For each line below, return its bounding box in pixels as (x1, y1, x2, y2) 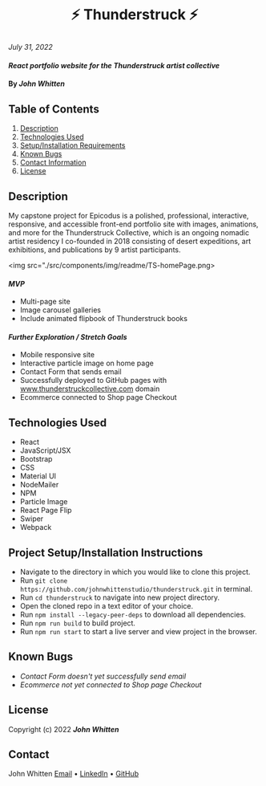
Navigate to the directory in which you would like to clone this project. (19, 567, 251, 577)
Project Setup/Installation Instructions (8, 546, 204, 560)
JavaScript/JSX (19, 446, 71, 455)
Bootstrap (19, 454, 53, 464)
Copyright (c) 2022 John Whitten (8, 724, 119, 734)
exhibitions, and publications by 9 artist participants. (8, 245, 182, 255)
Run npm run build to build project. (19, 618, 136, 628)
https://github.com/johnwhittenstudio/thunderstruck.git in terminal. (19, 584, 253, 594)
